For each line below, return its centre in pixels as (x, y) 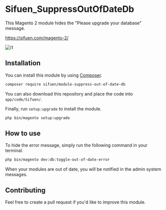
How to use (23, 133)
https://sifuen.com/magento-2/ (37, 38)
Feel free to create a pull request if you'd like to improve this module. (75, 202)
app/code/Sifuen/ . (24, 99)
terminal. (14, 151)
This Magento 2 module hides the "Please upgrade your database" (74, 23)
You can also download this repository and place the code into (69, 94)
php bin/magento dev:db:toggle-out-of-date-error (58, 160)
